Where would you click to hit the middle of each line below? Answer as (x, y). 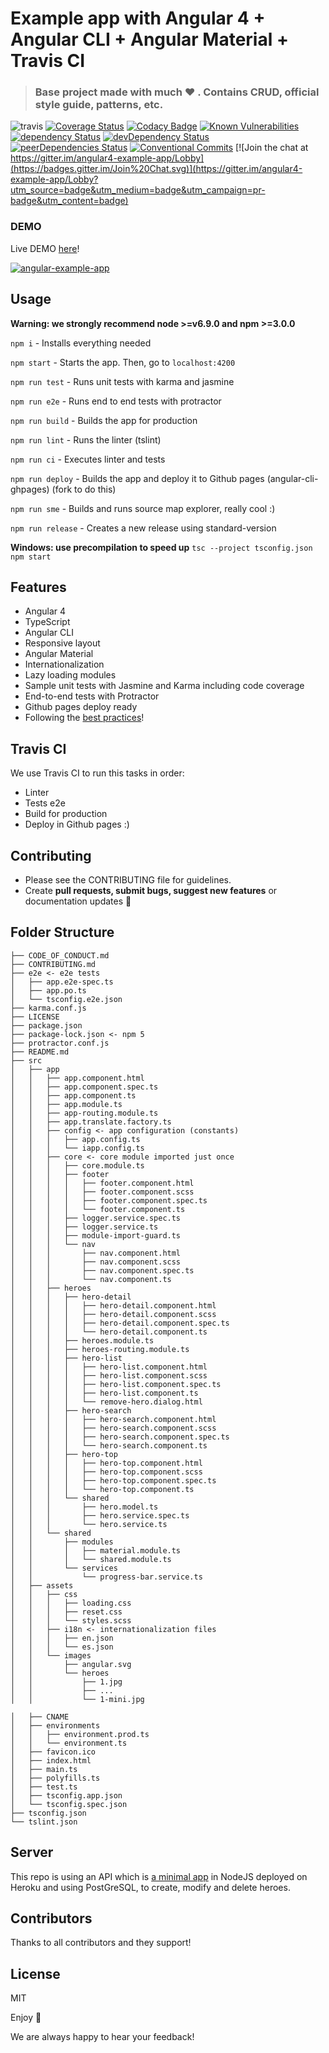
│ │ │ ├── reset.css (66, 1612)
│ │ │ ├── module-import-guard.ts (96, 1235)
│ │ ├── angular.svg (71, 1664)
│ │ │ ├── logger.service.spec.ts (96, 1218)
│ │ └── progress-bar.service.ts (106, 1577)
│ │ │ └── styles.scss (71, 1620)
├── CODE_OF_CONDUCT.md (60, 955)
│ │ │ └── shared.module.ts (91, 1559)
